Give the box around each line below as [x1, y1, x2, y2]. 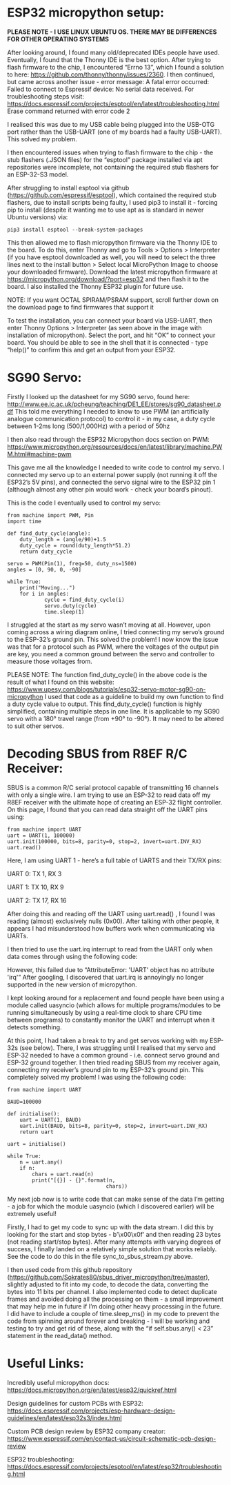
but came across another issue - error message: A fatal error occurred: [7, 77, 210, 85]
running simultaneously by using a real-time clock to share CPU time [7, 1008, 202, 1016]
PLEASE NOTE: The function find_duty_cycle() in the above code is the [7, 670, 208, 678]
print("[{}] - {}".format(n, [32, 1177, 116, 1184]
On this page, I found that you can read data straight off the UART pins [7, 805, 208, 814]
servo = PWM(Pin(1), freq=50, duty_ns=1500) [7, 560, 137, 567]
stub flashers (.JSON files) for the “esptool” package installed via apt [7, 155, 203, 163]
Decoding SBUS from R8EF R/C [7, 746, 188, 762]
